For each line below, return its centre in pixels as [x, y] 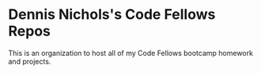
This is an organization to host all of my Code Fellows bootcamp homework [130, 53]
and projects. [30, 61]
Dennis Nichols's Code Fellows [112, 15]
